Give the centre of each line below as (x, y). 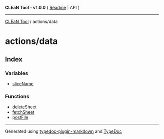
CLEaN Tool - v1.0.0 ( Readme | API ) (42, 8)
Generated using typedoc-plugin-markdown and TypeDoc (63, 131)
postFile (20, 118)
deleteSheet (24, 107)
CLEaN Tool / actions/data (31, 21)
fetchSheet (23, 112)
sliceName (23, 83)
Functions (17, 96)
